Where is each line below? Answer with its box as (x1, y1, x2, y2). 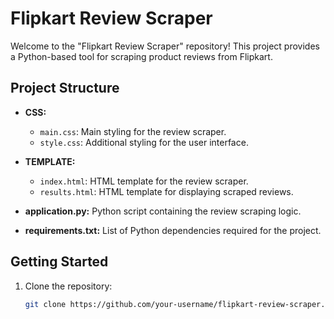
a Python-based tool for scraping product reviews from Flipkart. (10, 50, 273, 62)
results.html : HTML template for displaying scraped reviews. (39, 185, 294, 197)
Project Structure (10, 80, 120, 97)
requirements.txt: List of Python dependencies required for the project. (24, 224, 322, 236)
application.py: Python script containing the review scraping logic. (24, 205, 302, 217)
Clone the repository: (24, 280, 113, 292)
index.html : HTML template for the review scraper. (39, 175, 249, 187)
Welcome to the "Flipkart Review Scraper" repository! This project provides (10, 40, 320, 52)
